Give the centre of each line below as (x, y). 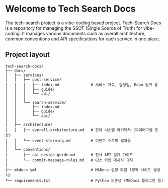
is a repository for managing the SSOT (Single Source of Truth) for (74, 28)
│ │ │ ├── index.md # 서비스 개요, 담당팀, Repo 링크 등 (82, 85)
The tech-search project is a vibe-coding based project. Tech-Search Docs (83, 23)
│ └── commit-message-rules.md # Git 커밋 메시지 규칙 (69, 160)
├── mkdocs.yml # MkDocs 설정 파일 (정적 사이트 (78, 170)
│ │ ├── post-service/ (33, 79)
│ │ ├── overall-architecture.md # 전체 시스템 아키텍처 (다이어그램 (79, 130)
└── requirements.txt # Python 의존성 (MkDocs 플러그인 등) (84, 180)
